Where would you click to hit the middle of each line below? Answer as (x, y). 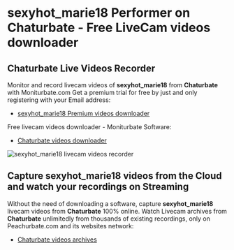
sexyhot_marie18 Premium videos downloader (83, 113)
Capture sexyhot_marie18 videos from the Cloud (115, 176)
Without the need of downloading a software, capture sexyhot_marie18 (110, 203)
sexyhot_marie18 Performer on (99, 13)
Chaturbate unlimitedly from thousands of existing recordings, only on (109, 219)
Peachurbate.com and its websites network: (71, 226)
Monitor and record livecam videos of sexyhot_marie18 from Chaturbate (113, 85)
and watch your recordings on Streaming (98, 187)
